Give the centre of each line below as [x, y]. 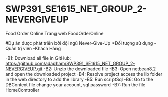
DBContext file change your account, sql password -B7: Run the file [75, 85]
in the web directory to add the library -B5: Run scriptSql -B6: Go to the [79, 79]
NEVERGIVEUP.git [24, 69]
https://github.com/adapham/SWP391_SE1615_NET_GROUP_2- [70, 63]
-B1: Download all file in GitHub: [38, 58]
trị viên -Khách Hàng [39, 48]
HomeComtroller [22, 90]
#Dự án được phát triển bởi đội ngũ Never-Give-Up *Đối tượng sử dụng [79, 43]
